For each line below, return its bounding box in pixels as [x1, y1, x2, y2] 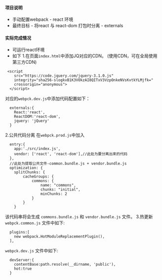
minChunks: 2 [40, 191, 68, 196]
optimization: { [9, 166, 43, 171]
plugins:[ [9, 230, 30, 235]
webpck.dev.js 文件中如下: [5, 248, 58, 254]
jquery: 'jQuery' [14, 119, 50, 124]
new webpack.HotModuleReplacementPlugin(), [14, 234, 105, 239]
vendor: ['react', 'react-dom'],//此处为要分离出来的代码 [14, 151, 127, 157]
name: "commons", [40, 183, 77, 188]
